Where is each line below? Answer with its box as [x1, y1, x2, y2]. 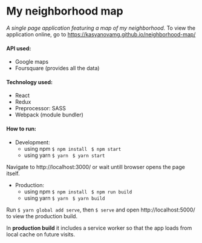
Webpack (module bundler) [15, 111, 83, 119]
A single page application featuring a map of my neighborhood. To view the [6, 24, 195, 32]
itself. [6, 170, 20, 177]
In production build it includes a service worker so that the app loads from [6, 224, 192, 231]
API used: [6, 44, 31, 52]
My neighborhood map [6, 4, 123, 18]
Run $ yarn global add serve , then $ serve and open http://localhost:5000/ [6, 206, 195, 213]
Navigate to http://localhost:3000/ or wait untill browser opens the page [6, 163, 186, 170]
